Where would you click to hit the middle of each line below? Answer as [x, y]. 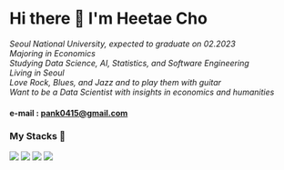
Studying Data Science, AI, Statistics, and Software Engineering [129, 63]
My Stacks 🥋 [38, 136]
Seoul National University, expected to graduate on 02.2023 [123, 44]
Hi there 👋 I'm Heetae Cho [108, 19]
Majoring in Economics [52, 53]
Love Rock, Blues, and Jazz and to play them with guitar [115, 82]
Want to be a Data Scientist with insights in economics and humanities [142, 92]
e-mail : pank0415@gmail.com [69, 113]
